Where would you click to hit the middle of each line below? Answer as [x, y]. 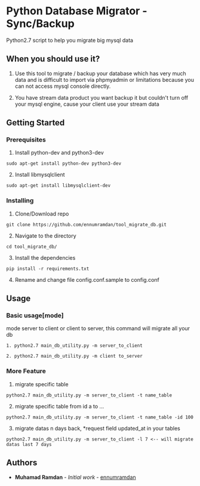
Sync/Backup [40, 24]
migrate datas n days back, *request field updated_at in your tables [97, 428]
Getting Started [36, 123]
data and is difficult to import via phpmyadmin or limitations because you [104, 79]
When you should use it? [53, 59]
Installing [20, 201]
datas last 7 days [29, 444]
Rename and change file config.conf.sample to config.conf [87, 279]
